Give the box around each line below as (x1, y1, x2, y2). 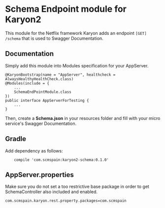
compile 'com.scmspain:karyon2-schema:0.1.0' (14, 157, 109, 162)
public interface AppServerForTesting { (5, 98, 90, 103)
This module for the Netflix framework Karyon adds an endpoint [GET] (5, 30, 147, 36)
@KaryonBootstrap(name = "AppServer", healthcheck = (5, 72, 116, 77)
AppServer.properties (5, 171, 74, 179)
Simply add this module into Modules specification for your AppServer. (5, 62, 149, 68)
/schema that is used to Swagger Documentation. (5, 35, 103, 41)
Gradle (5, 135, 26, 143)
